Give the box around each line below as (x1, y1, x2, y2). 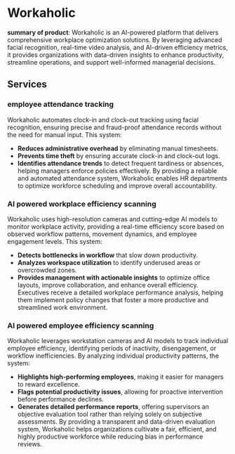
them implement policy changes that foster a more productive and (17, 295, 209, 304)
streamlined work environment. (17, 303, 108, 311)
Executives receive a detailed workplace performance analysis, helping (17, 288, 224, 297)
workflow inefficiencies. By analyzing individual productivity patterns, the (7, 351, 220, 360)
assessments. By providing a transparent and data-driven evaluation (17, 417, 215, 426)
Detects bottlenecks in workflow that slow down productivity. (17, 251, 199, 259)
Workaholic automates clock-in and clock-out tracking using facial (7, 115, 199, 124)
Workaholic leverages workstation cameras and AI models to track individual (7, 337, 229, 345)
